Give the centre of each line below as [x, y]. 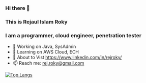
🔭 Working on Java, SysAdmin [44, 47]
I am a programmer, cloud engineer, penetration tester [73, 35]
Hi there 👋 [18, 8]
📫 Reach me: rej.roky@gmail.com [48, 63]
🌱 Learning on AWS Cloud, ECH [46, 52]
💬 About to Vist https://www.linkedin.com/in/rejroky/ [67, 58]
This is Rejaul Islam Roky [36, 21]
